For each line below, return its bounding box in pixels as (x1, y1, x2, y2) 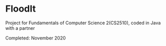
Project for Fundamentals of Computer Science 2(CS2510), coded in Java (5, 20, 161, 26)
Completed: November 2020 (5, 35, 66, 41)
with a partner (5, 25, 35, 31)
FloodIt (5, 3, 36, 15)
